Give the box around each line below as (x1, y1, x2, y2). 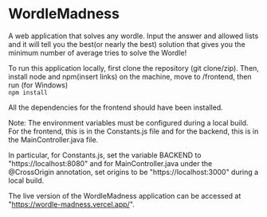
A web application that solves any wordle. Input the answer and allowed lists (8, 31, 259, 41)
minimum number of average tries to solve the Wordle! (8, 48, 187, 57)
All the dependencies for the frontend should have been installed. (8, 103, 223, 112)
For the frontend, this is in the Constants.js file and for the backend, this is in (8, 126, 259, 136)
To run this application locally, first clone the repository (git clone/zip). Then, (8, 63, 259, 72)
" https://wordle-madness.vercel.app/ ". (8, 200, 135, 209)
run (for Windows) (8, 80, 69, 90)
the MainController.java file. (8, 134, 99, 144)
